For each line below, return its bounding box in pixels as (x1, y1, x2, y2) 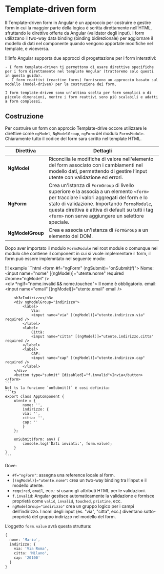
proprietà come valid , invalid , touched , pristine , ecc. (12, 498, 122, 504)
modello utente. (12, 482, 44, 488)
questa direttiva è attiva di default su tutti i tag (48, 206, 154, 213)
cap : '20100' (14, 555, 41, 560)
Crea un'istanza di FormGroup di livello (48, 182, 134, 189)
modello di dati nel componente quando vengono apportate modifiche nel (5, 40, 153, 46)
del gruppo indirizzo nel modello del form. (31, 513, 116, 520)
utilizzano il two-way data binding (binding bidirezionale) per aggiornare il (5, 35, 153, 41)
